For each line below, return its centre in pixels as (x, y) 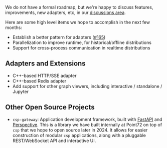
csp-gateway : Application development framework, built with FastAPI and (87, 119)
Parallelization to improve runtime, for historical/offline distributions (82, 42)
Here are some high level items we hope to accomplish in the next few (78, 22)
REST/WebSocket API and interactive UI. (54, 140)
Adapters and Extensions (46, 64)
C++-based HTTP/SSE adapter (44, 75)
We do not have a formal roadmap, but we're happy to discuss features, (79, 7)
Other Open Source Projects (50, 107)
